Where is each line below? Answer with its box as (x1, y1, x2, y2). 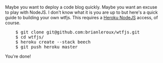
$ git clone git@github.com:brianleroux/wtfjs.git (15, 30, 140, 35)
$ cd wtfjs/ (15, 34, 44, 40)
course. (5, 20, 21, 26)
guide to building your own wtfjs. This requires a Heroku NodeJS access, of (5, 15, 158, 20)
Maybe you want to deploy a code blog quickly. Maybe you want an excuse (5, 4, 158, 10)
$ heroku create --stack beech (15, 39, 91, 45)
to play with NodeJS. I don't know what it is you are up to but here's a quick (5, 9, 158, 15)
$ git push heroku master (15, 44, 78, 50)
